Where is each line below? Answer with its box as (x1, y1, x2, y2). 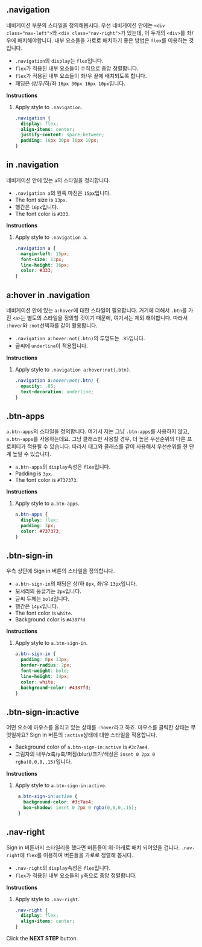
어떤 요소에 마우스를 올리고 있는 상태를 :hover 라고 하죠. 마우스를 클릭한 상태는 (6, 724, 190, 731)
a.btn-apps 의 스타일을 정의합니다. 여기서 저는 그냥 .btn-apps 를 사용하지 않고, (6, 428, 189, 435)
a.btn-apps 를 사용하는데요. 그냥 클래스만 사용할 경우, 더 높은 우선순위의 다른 (6, 435, 186, 443)
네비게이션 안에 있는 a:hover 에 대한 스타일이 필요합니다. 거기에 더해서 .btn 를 (6, 306, 187, 314)
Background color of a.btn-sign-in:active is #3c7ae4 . (14, 743, 150, 750)
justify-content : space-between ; (21, 132, 105, 138)
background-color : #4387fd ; (21, 685, 92, 691)
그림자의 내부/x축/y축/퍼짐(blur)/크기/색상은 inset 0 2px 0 (14, 750, 156, 758)
